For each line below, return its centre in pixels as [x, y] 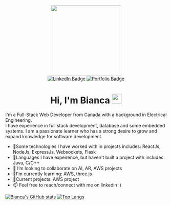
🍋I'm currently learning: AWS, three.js [52, 174]
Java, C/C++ [26, 163]
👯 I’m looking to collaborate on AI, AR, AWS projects [67, 168]
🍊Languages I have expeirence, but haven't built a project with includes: [89, 157]
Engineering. [19, 120]
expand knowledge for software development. [54, 136]
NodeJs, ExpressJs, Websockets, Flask [54, 152]
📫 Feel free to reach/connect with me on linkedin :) [67, 185]
